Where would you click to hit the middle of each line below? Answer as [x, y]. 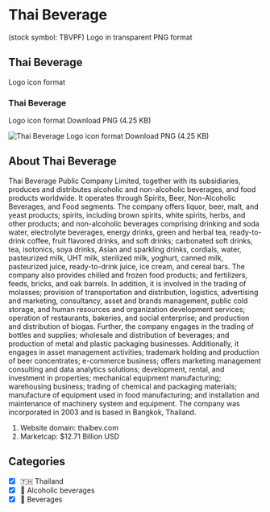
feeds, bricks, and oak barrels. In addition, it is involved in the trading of [127, 283]
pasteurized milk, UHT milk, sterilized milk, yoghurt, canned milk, [116, 258]
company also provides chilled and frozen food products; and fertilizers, [128, 275]
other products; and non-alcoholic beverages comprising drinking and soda [134, 223]
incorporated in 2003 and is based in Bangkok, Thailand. [102, 412]
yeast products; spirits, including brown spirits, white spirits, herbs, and [127, 214]
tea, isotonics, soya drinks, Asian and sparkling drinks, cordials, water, [125, 249]
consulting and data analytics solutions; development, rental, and [116, 369]
